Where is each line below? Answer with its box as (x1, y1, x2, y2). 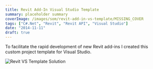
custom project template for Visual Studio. (5, 49, 92, 55)
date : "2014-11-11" (5, 26, 46, 31)
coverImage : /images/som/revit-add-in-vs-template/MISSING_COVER (5, 16, 144, 21)
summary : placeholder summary (5, 12, 68, 17)
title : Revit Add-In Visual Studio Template (5, 7, 99, 12)
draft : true (5, 30, 30, 35)
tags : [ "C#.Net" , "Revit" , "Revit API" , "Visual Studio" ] (5, 21, 128, 26)
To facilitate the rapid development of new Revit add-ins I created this (5, 44, 149, 49)
